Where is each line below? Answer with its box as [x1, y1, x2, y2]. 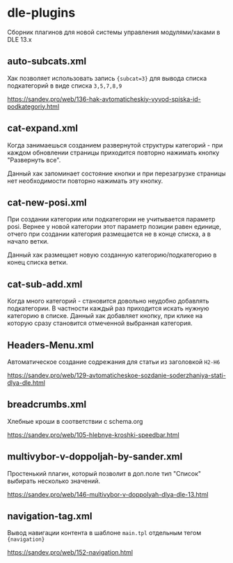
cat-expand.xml [7, 122, 79, 134]
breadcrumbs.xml [7, 399, 87, 411]
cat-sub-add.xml [7, 278, 83, 290]
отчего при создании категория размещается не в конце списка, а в [7, 230, 211, 238]
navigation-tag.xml [7, 510, 93, 523]
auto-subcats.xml [7, 56, 87, 68]
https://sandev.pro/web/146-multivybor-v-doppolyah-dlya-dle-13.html [7, 490, 209, 498]
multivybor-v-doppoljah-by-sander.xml [7, 451, 183, 463]
